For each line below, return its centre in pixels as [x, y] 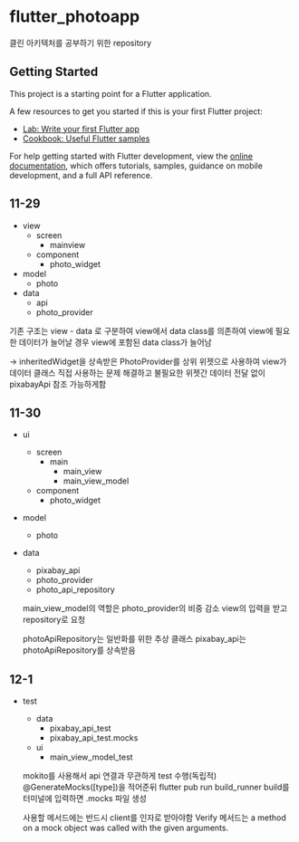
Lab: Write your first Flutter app [81, 129]
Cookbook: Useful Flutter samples [86, 139]
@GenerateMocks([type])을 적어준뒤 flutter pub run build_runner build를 [156, 787]
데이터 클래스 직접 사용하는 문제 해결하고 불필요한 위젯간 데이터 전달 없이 [137, 372]
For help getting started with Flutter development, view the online [131, 156]
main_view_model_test [91, 757]
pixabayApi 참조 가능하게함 [58, 384]
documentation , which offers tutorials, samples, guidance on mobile [136, 166]
